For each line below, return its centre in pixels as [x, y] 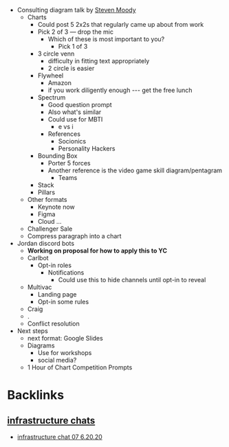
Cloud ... [50, 221]
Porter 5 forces [69, 163]
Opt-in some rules [63, 302]
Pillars [46, 192]
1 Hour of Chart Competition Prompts [80, 367]
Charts [37, 17]
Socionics [72, 141]
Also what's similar [75, 112]
